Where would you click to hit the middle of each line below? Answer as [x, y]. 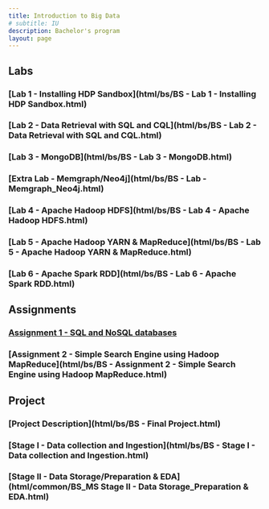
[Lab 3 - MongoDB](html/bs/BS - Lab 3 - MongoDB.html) [120, 157]
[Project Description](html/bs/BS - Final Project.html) [114, 424]
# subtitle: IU [34, 23]
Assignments [43, 310]
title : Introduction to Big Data [64, 16]
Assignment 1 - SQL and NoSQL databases [93, 333]
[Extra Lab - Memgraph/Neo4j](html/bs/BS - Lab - [108, 179]
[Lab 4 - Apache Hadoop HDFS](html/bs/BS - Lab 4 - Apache [129, 210]
